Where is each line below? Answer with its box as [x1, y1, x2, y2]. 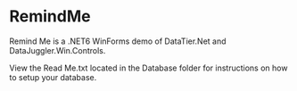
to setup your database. [9, 71, 97, 82]
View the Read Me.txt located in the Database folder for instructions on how [9, 62, 288, 73]
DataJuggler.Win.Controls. [9, 45, 106, 55]
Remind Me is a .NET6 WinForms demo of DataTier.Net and [9, 36, 227, 46]
